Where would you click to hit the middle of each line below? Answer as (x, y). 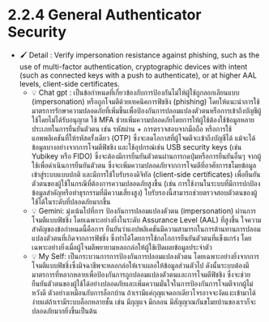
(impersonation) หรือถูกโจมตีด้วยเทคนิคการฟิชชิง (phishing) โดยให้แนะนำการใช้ (145, 101)
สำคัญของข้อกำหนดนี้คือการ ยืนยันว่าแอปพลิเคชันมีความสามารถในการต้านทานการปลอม (146, 229)
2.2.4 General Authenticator (105, 15)
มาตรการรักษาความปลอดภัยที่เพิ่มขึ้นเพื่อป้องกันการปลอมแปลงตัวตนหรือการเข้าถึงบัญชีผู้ (146, 110)
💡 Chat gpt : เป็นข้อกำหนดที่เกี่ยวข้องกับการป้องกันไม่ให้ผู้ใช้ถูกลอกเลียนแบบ (135, 92)
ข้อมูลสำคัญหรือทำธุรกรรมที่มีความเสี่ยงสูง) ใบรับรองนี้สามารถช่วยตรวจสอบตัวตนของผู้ (144, 193)
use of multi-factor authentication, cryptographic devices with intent (133, 66)
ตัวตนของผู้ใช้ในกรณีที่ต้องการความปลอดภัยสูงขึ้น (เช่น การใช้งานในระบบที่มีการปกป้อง (146, 183)
